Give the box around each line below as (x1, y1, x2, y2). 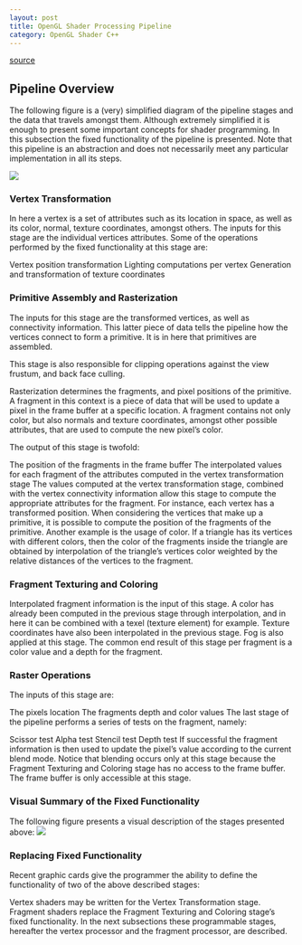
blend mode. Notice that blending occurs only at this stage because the (9, 753, 276, 764)
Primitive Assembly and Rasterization (9, 291, 178, 304)
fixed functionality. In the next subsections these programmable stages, (9, 915, 277, 927)
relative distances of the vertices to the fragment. (9, 555, 193, 566)
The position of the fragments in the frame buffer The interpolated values (9, 458, 282, 470)
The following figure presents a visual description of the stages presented (9, 816, 285, 827)
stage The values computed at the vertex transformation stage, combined (9, 478, 284, 489)
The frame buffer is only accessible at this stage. (9, 772, 192, 783)
